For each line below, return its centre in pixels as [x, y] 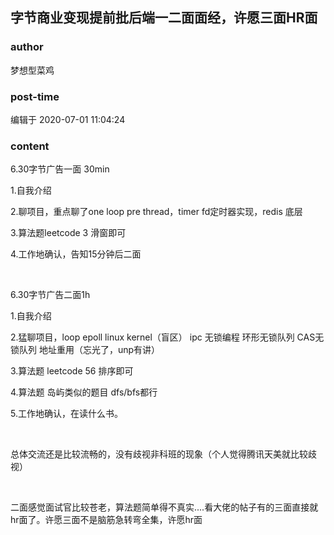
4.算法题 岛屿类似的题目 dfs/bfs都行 [84, 392]
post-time [35, 96]
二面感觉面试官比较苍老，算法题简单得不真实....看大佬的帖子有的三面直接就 [164, 507]
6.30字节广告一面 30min [60, 169]
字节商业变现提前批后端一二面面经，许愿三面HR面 [164, 18]
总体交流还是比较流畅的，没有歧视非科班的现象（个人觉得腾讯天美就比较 [159, 454]
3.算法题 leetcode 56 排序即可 [72, 371]
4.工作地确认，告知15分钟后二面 [76, 254]
